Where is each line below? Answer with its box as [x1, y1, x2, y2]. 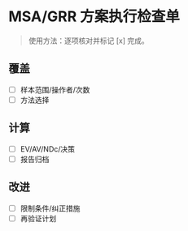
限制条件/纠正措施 [20, 203, 81, 213]
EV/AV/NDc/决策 [20, 143, 76, 154]
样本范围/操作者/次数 [20, 84, 90, 94]
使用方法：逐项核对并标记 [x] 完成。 [28, 36, 149, 45]
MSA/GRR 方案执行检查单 [8, 7, 181, 26]
